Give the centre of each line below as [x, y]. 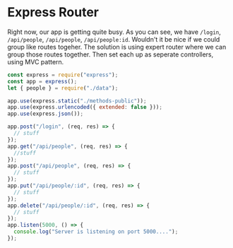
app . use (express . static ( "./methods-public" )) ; [77, 101]
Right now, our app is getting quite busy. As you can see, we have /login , [114, 32]
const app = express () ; [42, 81]
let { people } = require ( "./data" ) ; [63, 88]
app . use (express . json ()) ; [45, 114]
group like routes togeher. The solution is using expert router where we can [117, 47]
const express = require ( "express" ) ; [63, 75]
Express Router [53, 12]
